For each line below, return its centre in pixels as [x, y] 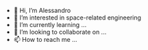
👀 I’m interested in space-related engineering [77, 18]
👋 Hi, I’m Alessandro [42, 10]
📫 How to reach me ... [45, 40]
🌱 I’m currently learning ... [50, 25]
